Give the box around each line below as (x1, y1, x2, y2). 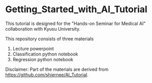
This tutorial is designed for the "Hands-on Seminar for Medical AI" (5, 20, 146, 26)
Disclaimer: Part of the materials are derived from (5, 66, 109, 72)
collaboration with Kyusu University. (5, 25, 80, 32)
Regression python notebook (12, 56, 74, 62)
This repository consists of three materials (5, 36, 94, 42)
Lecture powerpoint (12, 45, 54, 51)
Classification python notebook (12, 51, 78, 57)
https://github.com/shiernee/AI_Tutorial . (5, 71, 89, 77)
